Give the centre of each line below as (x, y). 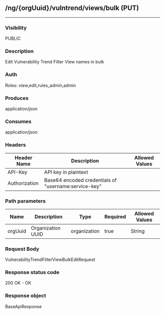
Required (115, 217)
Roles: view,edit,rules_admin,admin (41, 85)
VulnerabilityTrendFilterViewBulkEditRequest (50, 259)
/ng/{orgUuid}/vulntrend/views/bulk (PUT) (72, 8)
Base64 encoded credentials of (80, 180)
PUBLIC (13, 38)
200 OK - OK (18, 283)
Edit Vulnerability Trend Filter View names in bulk (55, 62)
